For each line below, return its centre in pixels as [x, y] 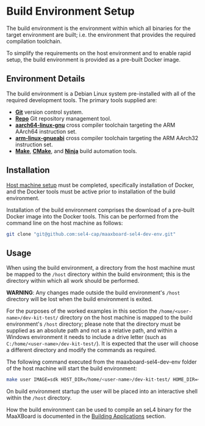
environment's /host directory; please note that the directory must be [94, 324]
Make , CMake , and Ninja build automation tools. [76, 151]
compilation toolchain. [34, 41]
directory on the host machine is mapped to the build [126, 318]
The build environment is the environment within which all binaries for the [99, 28]
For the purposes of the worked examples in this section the [82, 311]
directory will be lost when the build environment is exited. [80, 299]
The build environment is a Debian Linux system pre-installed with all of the [101, 94]
